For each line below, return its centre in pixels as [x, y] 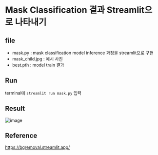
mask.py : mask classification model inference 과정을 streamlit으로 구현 [83, 53]
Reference [21, 136]
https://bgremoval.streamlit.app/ [38, 147]
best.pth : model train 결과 [38, 65]
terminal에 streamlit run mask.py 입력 [43, 93]
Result [15, 108]
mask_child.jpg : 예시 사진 [37, 59]
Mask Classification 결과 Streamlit [75, 10]
